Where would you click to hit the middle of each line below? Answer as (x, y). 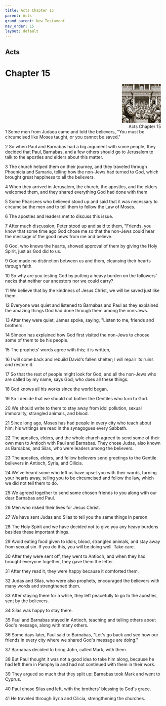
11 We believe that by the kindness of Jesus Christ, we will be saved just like (82, 291)
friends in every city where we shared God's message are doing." (72, 640)
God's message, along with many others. (47, 625)
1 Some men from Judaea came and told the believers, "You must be (75, 132)
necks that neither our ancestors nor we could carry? (59, 281)
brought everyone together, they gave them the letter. (60, 562)
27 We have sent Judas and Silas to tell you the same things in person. (77, 517)
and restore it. (19, 365)
